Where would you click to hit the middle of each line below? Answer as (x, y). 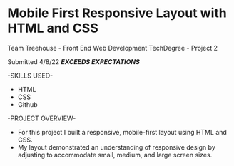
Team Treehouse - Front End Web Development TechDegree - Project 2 (112, 48)
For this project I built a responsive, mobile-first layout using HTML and (122, 132)
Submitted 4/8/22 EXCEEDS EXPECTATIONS (74, 61)
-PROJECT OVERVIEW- (42, 118)
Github (27, 104)
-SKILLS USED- (30, 76)
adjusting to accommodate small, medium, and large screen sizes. (115, 155)
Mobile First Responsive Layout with (117, 13)
